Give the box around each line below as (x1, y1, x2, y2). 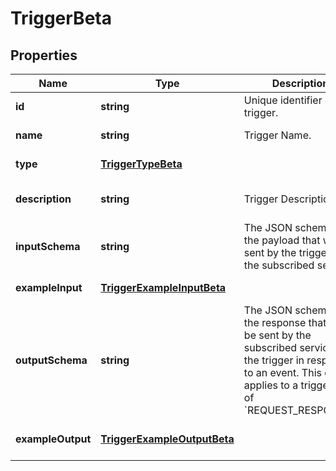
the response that (243, 316, 327, 329)
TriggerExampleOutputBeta (100, 432, 235, 446)
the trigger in (243, 353, 305, 367)
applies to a (243, 378, 299, 392)
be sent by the (243, 328, 312, 342)
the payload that (243, 233, 321, 247)
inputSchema (15, 240, 81, 253)
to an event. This (243, 366, 322, 379)
